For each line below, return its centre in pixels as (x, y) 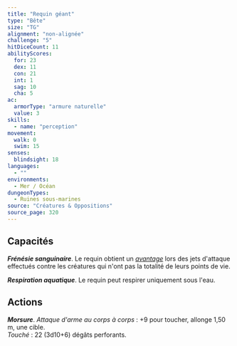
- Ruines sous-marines (47, 199)
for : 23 (25, 61)
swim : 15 (27, 147)
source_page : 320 (33, 213)
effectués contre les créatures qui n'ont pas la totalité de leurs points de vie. (119, 266)
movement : (22, 133)
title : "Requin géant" (41, 14)
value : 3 (27, 113)
